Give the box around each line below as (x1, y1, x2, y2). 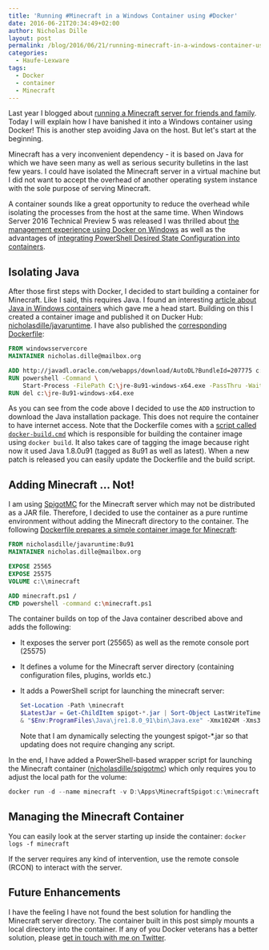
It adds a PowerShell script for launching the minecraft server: (19, 686, 225, 695)
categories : (8, 49, 48, 57)
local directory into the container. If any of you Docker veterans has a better (8, 924, 259, 934)
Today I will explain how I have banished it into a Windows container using (8, 117, 253, 127)
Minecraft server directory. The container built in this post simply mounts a (8, 915, 255, 925)
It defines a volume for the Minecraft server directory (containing (19, 662, 235, 671)
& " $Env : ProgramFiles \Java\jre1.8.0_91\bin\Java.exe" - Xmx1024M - (19, 716, 247, 725)
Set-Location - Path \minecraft (19, 702, 125, 710)
